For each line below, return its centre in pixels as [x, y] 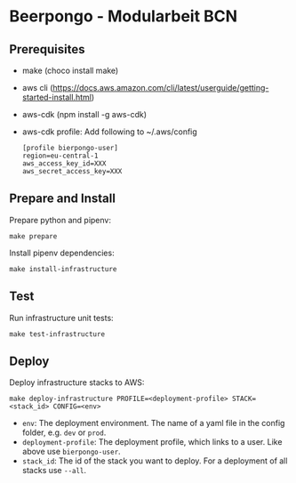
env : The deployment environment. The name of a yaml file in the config [153, 423]
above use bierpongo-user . [72, 452]
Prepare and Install [62, 199]
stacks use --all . [54, 471]
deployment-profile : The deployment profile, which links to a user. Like [152, 442]
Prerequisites [47, 49]
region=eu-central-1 [60, 156]
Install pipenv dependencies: [62, 253]
